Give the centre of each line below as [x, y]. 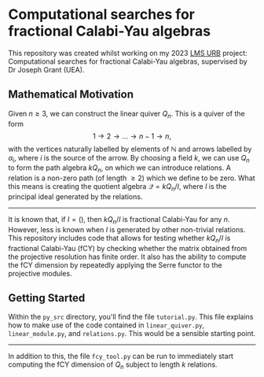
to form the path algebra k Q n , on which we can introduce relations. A [120, 169]
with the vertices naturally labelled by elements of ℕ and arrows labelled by [130, 149]
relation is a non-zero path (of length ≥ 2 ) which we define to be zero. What [132, 178]
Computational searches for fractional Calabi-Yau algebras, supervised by [128, 61]
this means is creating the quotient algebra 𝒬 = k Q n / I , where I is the [117, 187]
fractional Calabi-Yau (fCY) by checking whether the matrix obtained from [128, 248]
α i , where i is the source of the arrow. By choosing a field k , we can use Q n [129, 159]
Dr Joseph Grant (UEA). [46, 69]
